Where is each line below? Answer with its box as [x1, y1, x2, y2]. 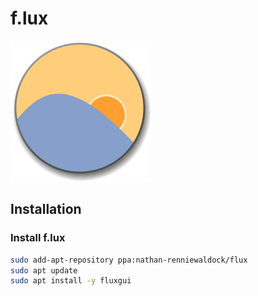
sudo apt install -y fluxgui [10, 276, 132, 286]
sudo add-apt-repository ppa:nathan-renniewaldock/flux [10, 255, 248, 265]
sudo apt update [10, 265, 78, 276]
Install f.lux [10, 231, 66, 245]
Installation [10, 201, 82, 218]
